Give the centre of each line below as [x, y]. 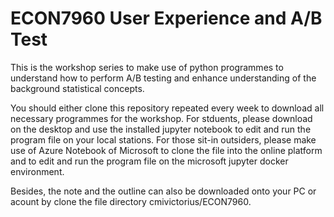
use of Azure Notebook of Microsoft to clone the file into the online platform [166, 150]
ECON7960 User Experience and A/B [166, 18]
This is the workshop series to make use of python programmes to [147, 67]
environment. [37, 171]
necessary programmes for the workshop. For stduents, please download [161, 118]
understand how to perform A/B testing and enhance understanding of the [163, 78]
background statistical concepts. [77, 88]
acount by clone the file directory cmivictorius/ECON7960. [131, 201]
